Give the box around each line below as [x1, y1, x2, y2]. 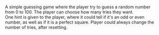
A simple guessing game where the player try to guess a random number [5, 4, 151, 10]
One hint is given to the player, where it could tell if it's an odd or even [5, 14, 144, 20]
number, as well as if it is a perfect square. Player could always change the [5, 19, 154, 25]
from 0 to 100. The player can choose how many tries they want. [5, 9, 134, 15]
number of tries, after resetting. [5, 24, 68, 30]
